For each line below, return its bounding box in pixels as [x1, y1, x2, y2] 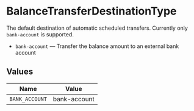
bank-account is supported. [6, 30, 74, 38]
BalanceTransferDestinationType [6, 4, 177, 18]
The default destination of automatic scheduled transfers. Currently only [6, 24, 188, 32]
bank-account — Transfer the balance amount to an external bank [15, 42, 179, 50]
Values [6, 67, 34, 77]
